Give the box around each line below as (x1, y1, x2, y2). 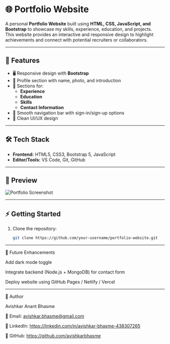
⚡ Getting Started (5, 210, 61, 218)
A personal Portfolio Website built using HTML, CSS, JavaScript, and (5, 20, 151, 26)
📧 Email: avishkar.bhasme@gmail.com (5, 313, 84, 319)
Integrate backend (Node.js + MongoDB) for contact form (5, 269, 125, 275)
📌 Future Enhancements (5, 250, 55, 256)
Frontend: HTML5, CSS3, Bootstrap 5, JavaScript (12, 151, 116, 157)
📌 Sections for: (12, 83, 44, 89)
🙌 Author (5, 293, 24, 300)
